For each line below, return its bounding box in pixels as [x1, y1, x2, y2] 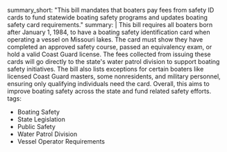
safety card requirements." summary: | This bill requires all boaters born [7, 21, 213, 28]
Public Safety [17, 123, 56, 130]
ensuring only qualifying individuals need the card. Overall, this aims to [7, 80, 210, 87]
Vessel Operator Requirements [17, 137, 106, 145]
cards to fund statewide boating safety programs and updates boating [7, 13, 208, 22]
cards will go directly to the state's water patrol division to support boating [7, 58, 220, 65]
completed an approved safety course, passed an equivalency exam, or [7, 43, 212, 51]
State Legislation [17, 115, 66, 124]
